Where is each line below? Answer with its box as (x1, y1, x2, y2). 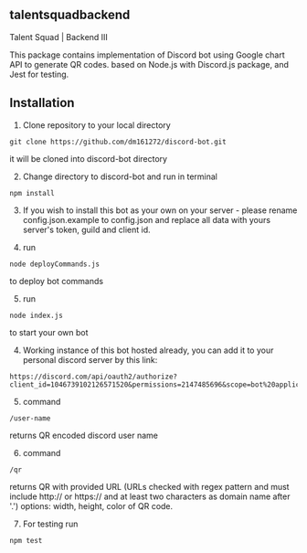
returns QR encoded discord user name (9, 430, 158, 441)
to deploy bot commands (9, 275, 103, 286)
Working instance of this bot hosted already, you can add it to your (22, 345, 274, 356)
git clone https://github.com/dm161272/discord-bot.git (9, 137, 227, 146)
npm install (9, 188, 55, 197)
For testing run (22, 518, 79, 529)
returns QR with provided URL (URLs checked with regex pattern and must (9, 481, 290, 492)
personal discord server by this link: (22, 354, 158, 365)
